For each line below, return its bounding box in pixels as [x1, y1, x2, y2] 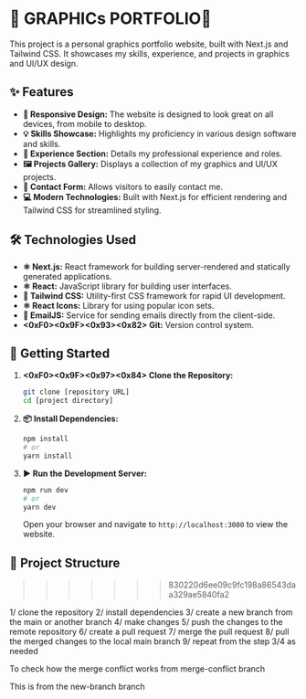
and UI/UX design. [9, 58, 79, 69]
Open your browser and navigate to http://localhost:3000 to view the [22, 519, 289, 530]
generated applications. [22, 270, 112, 281]
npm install [22, 434, 69, 444]
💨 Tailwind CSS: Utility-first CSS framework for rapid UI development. [22, 290, 286, 301]
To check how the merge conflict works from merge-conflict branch [9, 663, 266, 674]
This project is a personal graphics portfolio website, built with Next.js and [9, 38, 289, 49]
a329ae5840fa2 [168, 589, 230, 600]
